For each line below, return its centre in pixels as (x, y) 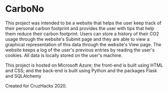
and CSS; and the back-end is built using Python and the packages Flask (81, 70)
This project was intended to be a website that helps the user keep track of (83, 23)
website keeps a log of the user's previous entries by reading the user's (80, 50)
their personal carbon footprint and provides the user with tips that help (80, 28)
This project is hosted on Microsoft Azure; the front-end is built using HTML (84, 65)
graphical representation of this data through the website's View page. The (83, 44)
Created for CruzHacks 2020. (36, 86)
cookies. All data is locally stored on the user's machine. (64, 55)
